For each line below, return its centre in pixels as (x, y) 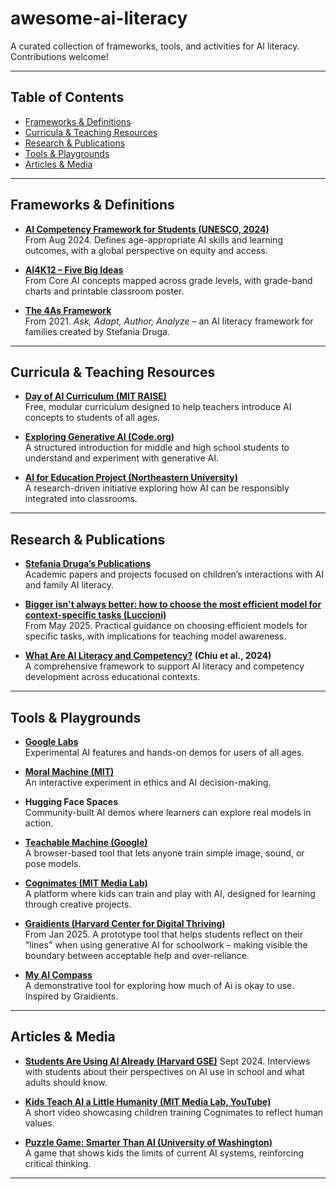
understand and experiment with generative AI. (121, 458)
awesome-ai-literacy (99, 18)
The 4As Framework (68, 310)
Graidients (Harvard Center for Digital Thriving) (125, 923)
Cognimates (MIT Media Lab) (86, 883)
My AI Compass (58, 975)
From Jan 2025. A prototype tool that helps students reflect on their (164, 934)
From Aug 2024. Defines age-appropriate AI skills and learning (153, 239)
